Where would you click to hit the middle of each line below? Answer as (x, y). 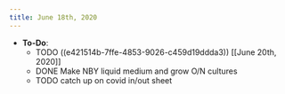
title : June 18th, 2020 (53, 17)
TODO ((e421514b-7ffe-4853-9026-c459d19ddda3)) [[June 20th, (156, 52)
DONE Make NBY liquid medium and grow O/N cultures (136, 71)
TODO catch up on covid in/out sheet (104, 80)
